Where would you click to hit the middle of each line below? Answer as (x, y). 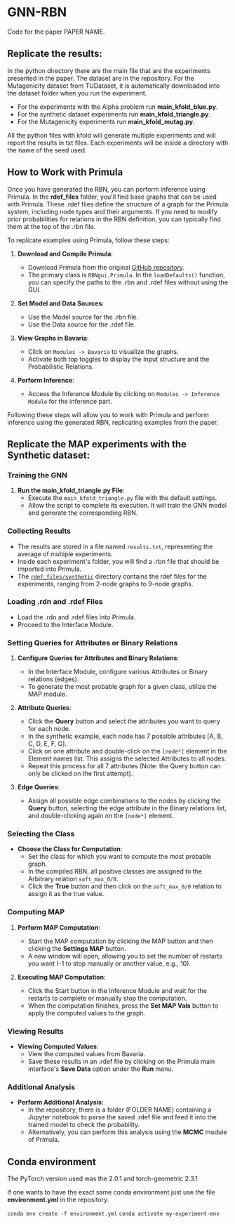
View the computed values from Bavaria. (87, 1054)
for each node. (49, 729)
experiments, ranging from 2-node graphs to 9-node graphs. (105, 584)
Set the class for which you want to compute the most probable (120, 857)
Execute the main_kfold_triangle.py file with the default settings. (122, 498)
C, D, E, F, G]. (47, 744)
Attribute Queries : (44, 708)
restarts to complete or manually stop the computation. (107, 998)
